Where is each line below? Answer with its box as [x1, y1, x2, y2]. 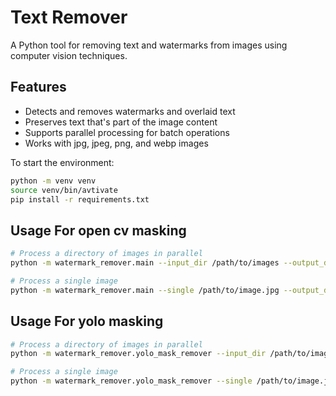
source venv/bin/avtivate [10, 185, 118, 195]
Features [10, 79, 67, 96]
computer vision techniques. [10, 49, 128, 61]
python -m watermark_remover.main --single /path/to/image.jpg [10, 285, 280, 295]
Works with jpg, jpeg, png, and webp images [24, 137, 209, 149]
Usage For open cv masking [10, 222, 187, 239]
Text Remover [10, 6, 128, 29]
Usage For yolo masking [10, 313, 164, 330]
